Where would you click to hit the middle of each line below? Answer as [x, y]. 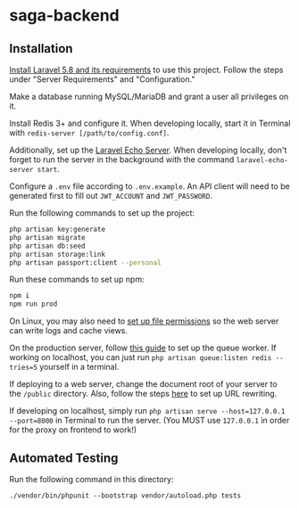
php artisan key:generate [57, 229]
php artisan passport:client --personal [86, 263]
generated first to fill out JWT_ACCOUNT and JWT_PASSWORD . [111, 196]
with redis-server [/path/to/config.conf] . [89, 133]
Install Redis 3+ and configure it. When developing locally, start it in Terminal [150, 123]
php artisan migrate [48, 237]
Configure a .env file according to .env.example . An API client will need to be [149, 186]
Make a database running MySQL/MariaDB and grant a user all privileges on [149, 96]
